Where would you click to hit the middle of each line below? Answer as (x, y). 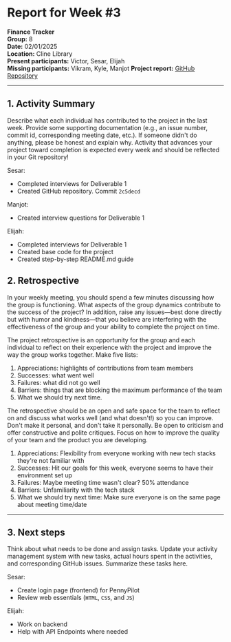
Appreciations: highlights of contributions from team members (105, 368)
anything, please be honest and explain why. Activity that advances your (110, 142)
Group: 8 (20, 39)
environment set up (45, 475)
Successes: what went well (55, 375)
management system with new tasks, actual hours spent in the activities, (110, 557)
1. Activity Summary (51, 104)
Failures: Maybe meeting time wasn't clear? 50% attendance (103, 482)
